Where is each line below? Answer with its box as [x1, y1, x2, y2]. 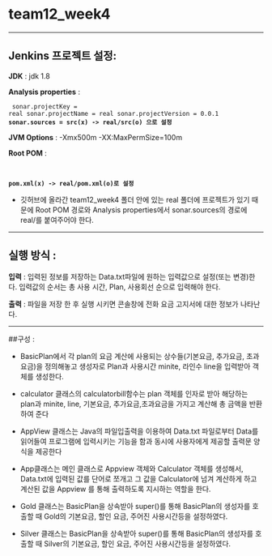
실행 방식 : [8, 249, 57, 263]
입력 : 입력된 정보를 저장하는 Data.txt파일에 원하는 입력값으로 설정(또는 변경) [8, 272, 249, 281]
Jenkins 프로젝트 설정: [8, 49, 117, 63]
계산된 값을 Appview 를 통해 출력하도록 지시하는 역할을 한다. [19, 484, 211, 494]
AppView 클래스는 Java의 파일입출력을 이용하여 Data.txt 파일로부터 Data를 [19, 426, 259, 436]
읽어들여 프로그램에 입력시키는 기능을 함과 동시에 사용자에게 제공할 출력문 [19, 436, 253, 446]
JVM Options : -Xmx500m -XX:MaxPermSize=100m [8, 132, 183, 142]
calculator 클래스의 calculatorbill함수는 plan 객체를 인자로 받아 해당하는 [19, 388, 249, 398]
